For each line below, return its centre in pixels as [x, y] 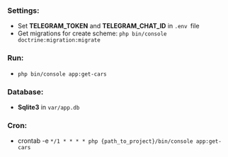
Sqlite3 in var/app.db [49, 107]
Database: [25, 92]
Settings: [23, 11]
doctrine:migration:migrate [59, 40]
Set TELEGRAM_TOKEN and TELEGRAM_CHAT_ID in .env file [108, 26]
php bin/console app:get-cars [62, 74]
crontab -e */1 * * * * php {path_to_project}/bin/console [105, 141]
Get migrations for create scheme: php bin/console [92, 33]
